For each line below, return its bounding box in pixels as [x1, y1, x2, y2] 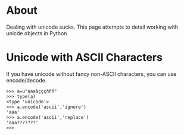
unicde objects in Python [6, 29, 67, 36]
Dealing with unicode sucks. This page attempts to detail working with [6, 23, 179, 30]
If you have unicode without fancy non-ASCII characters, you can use [6, 70, 177, 78]
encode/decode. [6, 76, 47, 84]
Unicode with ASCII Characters [6, 51, 163, 65]
